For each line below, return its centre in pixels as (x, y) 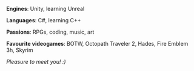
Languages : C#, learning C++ (44, 20)
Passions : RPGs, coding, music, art (50, 32)
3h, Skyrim (20, 50)
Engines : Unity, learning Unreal (45, 9)
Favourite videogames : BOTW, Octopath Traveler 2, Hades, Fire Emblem (97, 44)
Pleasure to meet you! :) (36, 62)
